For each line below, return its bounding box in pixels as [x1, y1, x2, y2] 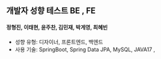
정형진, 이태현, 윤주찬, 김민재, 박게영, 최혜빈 [6, 23, 108, 31]
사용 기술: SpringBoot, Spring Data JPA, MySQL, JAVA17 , [14, 46, 156, 53]
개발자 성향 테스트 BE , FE [6, 5, 96, 16]
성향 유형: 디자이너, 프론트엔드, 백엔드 [14, 38, 103, 45]
